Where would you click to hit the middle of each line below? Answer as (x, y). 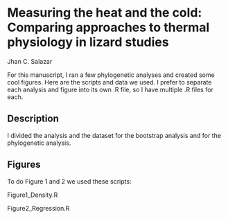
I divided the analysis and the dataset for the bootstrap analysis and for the (114, 135)
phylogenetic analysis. (39, 143)
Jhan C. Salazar (30, 61)
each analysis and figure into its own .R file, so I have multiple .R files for (110, 89)
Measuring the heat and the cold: (105, 13)
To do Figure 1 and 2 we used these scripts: (69, 181)
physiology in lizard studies (88, 42)
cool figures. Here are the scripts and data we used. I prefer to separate (109, 82)
